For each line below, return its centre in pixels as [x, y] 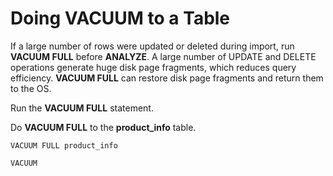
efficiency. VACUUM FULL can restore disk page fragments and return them [167, 78]
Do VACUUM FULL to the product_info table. [103, 127]
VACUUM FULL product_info [64, 145]
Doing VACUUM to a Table [120, 18]
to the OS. [31, 88]
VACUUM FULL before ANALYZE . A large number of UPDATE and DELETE [163, 56]
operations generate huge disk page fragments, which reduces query [153, 67]
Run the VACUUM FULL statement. [82, 108]
